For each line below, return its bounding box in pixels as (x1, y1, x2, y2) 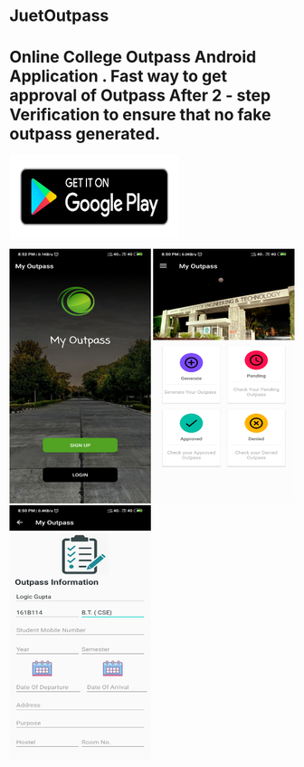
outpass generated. (9, 124, 161, 145)
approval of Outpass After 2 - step (9, 85, 271, 106)
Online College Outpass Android (9, 47, 257, 68)
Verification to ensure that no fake (9, 105, 271, 125)
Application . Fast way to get (9, 66, 228, 87)
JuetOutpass (9, 5, 109, 26)
